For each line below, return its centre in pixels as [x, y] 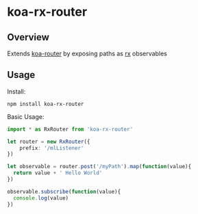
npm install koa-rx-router [46, 104]
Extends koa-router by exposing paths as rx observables [87, 53]
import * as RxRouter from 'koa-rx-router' [70, 129]
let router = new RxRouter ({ [49, 142]
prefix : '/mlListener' [52, 148]
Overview [28, 37]
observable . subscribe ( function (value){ [64, 191]
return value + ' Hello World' [58, 173]
